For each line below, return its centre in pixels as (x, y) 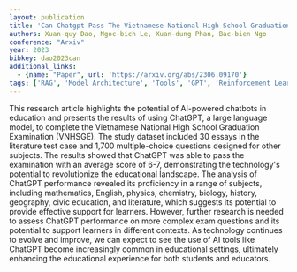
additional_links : (43, 67)
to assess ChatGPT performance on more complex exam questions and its (145, 221)
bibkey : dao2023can (45, 58)
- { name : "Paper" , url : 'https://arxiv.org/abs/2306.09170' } (132, 75)
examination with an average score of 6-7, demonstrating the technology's (145, 164)
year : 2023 (29, 50)
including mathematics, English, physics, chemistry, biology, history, (133, 193)
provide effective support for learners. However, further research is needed (147, 211)
